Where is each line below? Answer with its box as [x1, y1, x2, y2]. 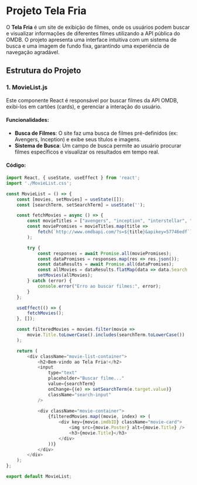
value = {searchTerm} [47, 381, 96, 387]
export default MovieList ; [6, 474, 72, 480]
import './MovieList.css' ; [6, 180, 72, 186]
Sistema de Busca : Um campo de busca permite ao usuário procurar [14, 142, 182, 149]
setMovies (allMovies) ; [37, 273, 93, 278]
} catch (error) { [27, 278, 72, 284]
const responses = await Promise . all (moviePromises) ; [37, 250, 172, 257]
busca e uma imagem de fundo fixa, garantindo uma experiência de [6, 42, 170, 49]
